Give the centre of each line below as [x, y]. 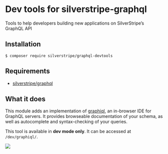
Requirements [27, 71]
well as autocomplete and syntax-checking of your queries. [66, 122]
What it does [25, 99]
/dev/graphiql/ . [22, 137]
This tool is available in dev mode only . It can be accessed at [68, 131]
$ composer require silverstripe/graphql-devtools [59, 56]
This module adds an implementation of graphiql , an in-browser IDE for [78, 111]
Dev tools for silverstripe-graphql [76, 9]
